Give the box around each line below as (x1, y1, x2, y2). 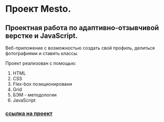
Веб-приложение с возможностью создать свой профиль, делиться (5, 45, 155, 51)
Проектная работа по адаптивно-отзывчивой (5, 23, 159, 32)
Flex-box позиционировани (12, 81, 72, 87)
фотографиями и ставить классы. (5, 51, 78, 56)
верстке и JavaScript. (5, 31, 78, 40)
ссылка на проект (5, 110, 53, 117)
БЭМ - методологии (12, 92, 57, 97)
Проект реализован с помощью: (5, 60, 77, 66)
